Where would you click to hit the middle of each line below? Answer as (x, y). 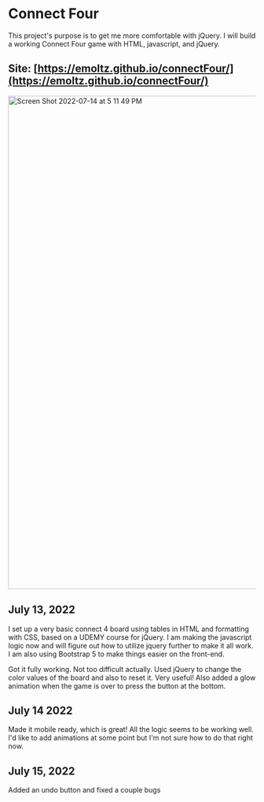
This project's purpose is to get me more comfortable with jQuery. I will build (132, 35)
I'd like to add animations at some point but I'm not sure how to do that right (131, 738)
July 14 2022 (40, 710)
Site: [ (23, 69)
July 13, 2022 (42, 610)
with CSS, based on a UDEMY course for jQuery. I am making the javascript (130, 637)
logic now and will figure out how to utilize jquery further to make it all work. (131, 645)
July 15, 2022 (42, 771)
